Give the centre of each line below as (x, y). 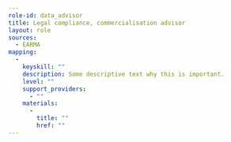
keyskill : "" (44, 67)
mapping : (23, 52)
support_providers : (55, 89)
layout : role (30, 30)
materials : (40, 103)
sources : (23, 37)
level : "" (39, 81)
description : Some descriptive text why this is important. (123, 74)
